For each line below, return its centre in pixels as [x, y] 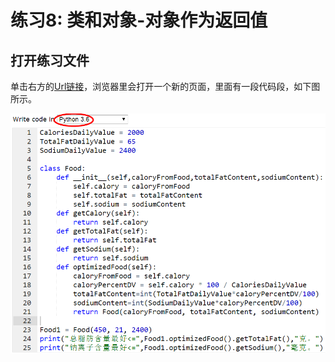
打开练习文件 [50, 60]
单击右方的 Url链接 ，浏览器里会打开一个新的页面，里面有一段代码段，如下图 [165, 86]
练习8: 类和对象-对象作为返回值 [139, 20]
